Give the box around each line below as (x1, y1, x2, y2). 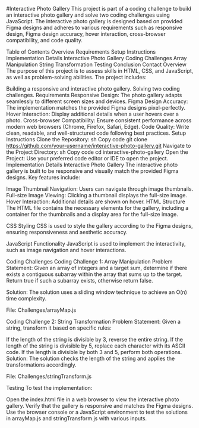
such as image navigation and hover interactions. (6, 247, 127, 253)
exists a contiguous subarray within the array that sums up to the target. (6, 271, 183, 278)
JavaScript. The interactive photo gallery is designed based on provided (6, 18, 183, 24)
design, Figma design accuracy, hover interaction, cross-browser (6, 30, 166, 38)
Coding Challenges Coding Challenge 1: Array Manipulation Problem (6, 258, 173, 265)
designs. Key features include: (6, 174, 80, 181)
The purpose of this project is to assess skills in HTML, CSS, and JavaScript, (6, 67, 194, 74)
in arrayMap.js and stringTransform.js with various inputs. (6, 415, 147, 422)
